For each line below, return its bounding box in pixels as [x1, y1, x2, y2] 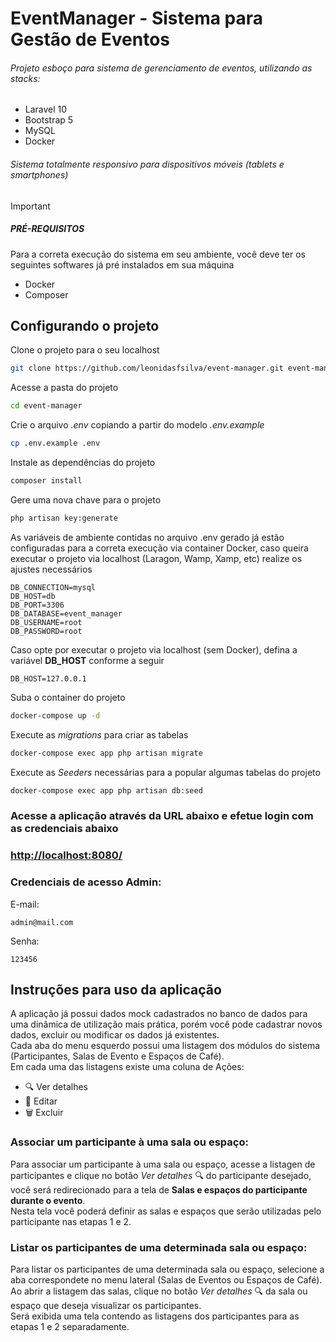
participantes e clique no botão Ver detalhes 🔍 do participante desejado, [10, 1169, 312, 1181]
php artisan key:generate [10, 513, 118, 523]
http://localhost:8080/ [10, 848, 123, 862]
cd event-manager [10, 401, 83, 411]
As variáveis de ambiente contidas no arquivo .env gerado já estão [10, 531, 285, 543]
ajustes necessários [10, 563, 93, 575]
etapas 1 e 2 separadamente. [10, 1320, 130, 1332]
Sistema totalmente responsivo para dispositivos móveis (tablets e [10, 158, 285, 170]
